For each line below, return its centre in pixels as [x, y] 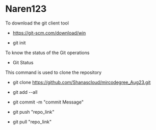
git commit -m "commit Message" [48, 102]
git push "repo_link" [33, 112]
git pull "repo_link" [32, 122]
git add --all [25, 92]
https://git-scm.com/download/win [49, 33]
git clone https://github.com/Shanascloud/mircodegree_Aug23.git [82, 82]
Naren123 [26, 9]
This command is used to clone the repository [54, 72]
